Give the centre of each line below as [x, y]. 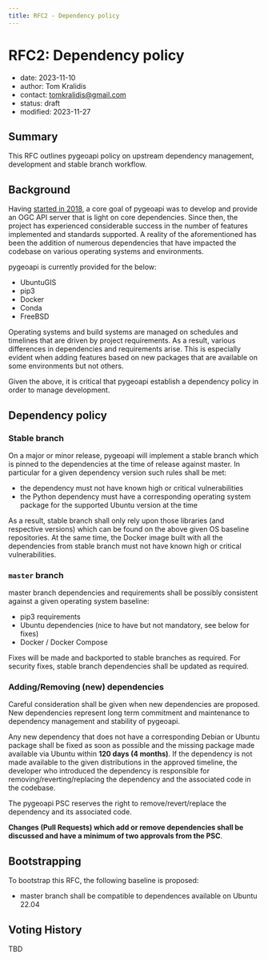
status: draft [40, 103]
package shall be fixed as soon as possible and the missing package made [132, 745]
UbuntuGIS [38, 283]
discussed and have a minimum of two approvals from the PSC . [116, 836]
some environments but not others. [66, 366]
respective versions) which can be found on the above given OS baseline [129, 528]
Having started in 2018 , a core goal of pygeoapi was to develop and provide [133, 209]
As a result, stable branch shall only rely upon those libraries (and [116, 520]
